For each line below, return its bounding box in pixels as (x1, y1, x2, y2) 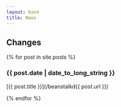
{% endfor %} (6, 94, 41, 101)
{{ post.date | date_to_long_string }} (6, 68, 116, 77)
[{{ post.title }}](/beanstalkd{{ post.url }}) (6, 83, 109, 90)
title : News (6, 15, 36, 21)
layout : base (6, 9, 40, 15)
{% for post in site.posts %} (6, 53, 76, 61)
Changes (6, 37, 41, 48)
